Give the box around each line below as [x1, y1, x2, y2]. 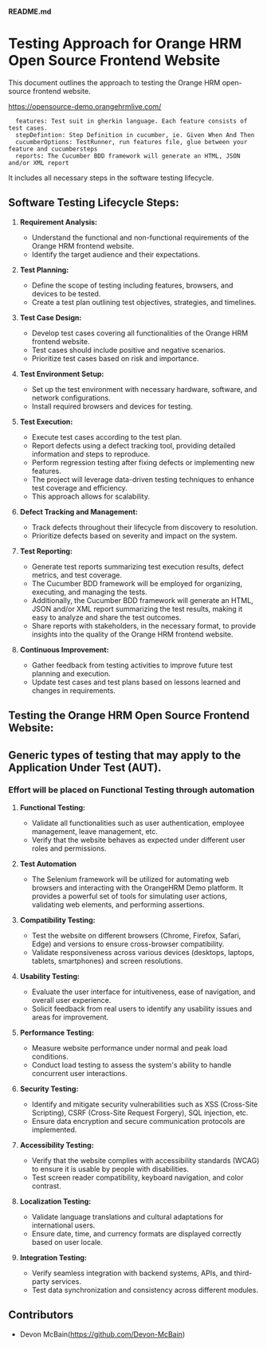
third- [234, 1268, 253, 1278]
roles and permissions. [31, 844, 107, 853]
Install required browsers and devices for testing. [31, 401, 193, 411]
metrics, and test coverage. [31, 570, 122, 580]
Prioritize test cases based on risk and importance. [31, 354, 199, 363]
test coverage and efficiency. [31, 483, 128, 492]
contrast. [31, 1181, 61, 1190]
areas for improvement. [31, 1012, 109, 1022]
